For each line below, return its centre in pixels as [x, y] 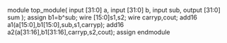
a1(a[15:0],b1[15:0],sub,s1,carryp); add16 [66, 25]
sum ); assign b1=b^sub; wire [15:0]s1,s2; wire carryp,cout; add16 [103, 17]
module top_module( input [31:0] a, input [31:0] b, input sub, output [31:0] [114, 10]
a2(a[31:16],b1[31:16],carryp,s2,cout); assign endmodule [89, 32]
